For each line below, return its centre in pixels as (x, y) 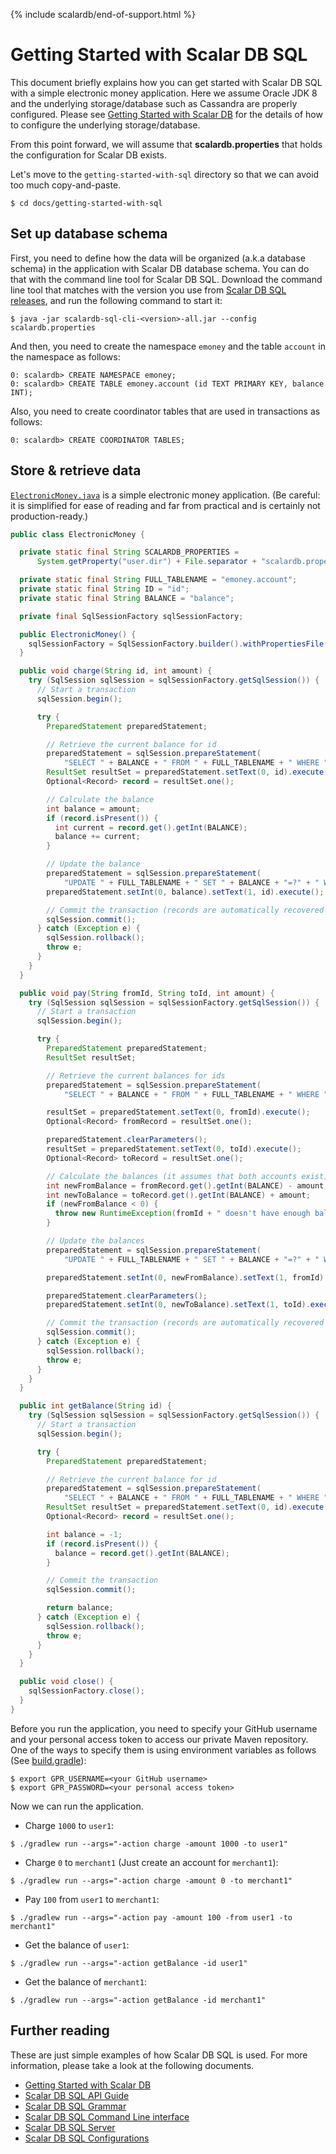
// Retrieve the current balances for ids (136, 1075)
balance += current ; (97, 837)
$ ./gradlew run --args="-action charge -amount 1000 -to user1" (149, 1844)
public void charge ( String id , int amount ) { (116, 671)
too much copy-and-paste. (66, 185)
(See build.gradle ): (48, 1760)
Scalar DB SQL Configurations (87, 2138)
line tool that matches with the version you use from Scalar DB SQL (148, 290)
